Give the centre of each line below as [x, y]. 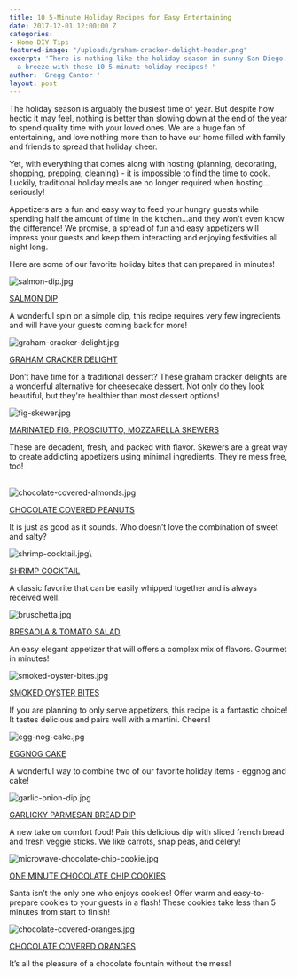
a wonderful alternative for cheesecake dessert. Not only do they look [137, 386]
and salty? [28, 536]
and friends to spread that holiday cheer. [83, 146]
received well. [35, 597]
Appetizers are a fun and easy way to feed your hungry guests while [134, 209]
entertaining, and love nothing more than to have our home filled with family [147, 137]
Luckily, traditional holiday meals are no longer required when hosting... [140, 182]
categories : [31, 34]
